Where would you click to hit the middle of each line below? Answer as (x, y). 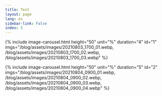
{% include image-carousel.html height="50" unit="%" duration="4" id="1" (81, 42)
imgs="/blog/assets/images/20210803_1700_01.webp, (59, 47)
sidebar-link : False (26, 23)
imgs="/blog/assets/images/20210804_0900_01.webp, (60, 72)
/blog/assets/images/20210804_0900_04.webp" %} (57, 88)
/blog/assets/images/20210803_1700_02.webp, (53, 53)
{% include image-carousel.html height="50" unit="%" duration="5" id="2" (81, 67)
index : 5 (14, 28)
